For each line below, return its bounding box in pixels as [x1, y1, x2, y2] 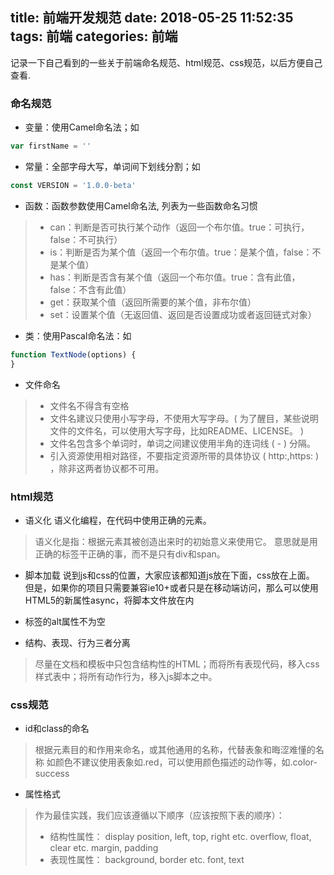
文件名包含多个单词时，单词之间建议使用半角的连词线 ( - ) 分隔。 [49, 437, 316, 449]
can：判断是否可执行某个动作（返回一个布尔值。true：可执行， [49, 221, 310, 233]
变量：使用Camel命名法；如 [24, 121, 140, 133]
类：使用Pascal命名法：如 [24, 329, 132, 342]
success [34, 768, 70, 780]
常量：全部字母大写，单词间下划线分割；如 [24, 160, 201, 172]
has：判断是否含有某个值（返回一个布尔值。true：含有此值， [49, 271, 301, 283]
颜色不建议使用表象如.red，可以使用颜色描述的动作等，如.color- [54, 756, 318, 768]
